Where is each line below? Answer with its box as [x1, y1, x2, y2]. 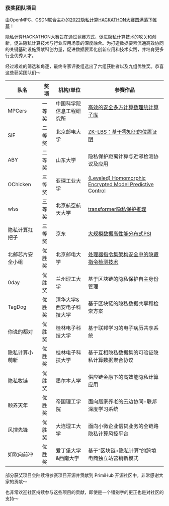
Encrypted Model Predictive [88, 181, 154, 188]
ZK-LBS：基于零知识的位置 [88, 128, 152, 135]
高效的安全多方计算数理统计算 [88, 104, 159, 111]
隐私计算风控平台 [88, 430, 129, 437]
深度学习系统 [88, 406, 119, 413]
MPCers [8, 107, 27, 114]
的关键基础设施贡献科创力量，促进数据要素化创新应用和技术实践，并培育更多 [5, 46, 164, 52]
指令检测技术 [88, 259, 119, 266]
